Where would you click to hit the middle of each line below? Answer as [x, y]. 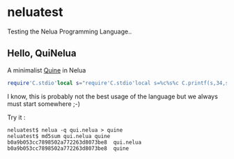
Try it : [16, 117]
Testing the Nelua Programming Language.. [70, 31]
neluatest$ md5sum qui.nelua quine [59, 136]
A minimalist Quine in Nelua [47, 70]
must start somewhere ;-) [44, 104]
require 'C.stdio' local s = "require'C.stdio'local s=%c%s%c [93, 83]
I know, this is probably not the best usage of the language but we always [112, 96]
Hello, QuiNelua [42, 53]
